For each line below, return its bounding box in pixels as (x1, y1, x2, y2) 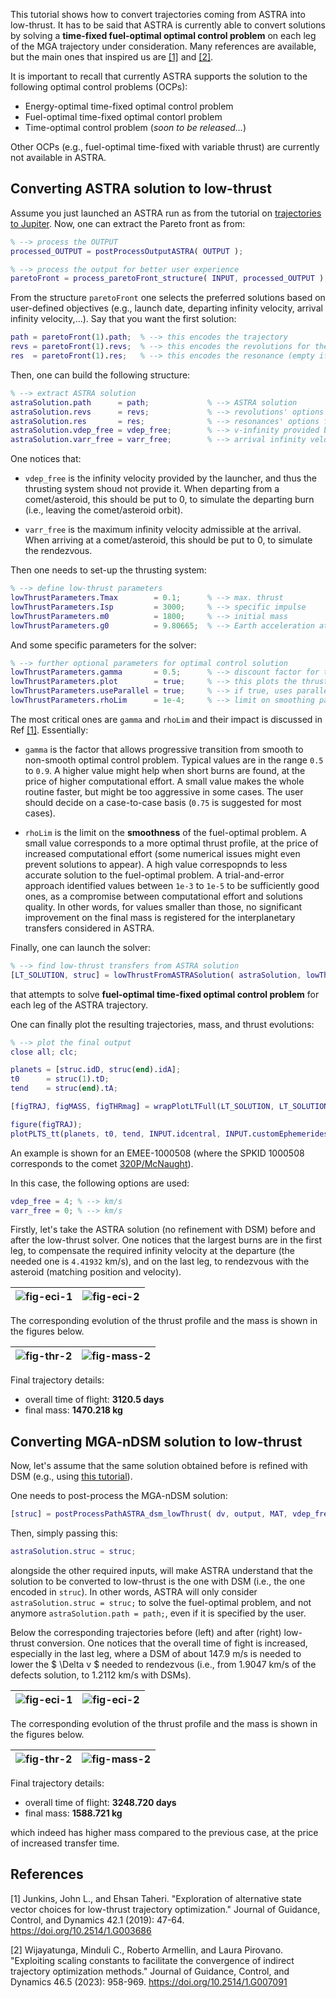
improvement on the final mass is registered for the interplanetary (24, 911, 296, 923)
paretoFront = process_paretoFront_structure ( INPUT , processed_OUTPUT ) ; (10, 274, 329, 284)
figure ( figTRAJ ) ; (10, 1119, 83, 1129)
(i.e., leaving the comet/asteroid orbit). (24, 504, 184, 516)
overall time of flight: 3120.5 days (24, 1394, 165, 1406)
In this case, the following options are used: (10, 1177, 190, 1189)
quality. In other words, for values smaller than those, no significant (24, 900, 303, 913)
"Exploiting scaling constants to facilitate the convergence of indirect (10, 1954, 295, 1966)
